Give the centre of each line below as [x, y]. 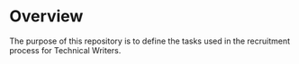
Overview [46, 16]
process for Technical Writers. [65, 50]
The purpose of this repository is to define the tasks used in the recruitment [150, 41]
